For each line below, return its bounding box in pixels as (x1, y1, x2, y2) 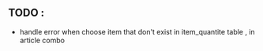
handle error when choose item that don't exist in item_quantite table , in (19, 27, 255, 36)
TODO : (8, 6, 45, 20)
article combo (19, 35, 66, 45)
